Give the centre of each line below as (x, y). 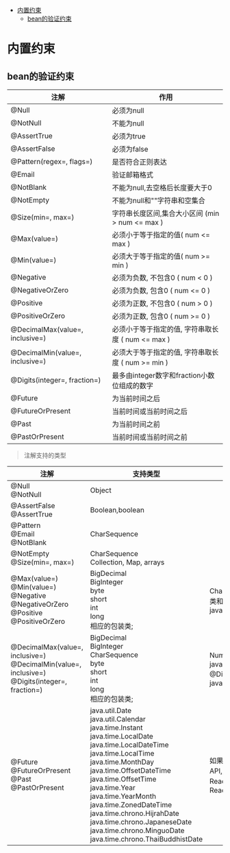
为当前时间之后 (136, 398)
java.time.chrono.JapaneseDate (141, 822)
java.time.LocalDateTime (129, 745)
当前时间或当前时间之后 (150, 411)
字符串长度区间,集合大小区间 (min (166, 213)
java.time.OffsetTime (123, 779)
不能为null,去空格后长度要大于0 (162, 188)
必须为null (128, 110)
